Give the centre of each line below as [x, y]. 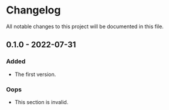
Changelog [33, 10]
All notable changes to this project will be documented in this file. [85, 26]
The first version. [35, 74]
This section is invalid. [41, 102]
